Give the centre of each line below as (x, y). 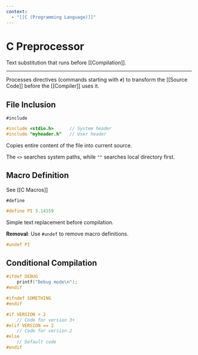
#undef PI (18, 244)
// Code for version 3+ (46, 320)
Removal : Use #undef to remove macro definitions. (67, 234)
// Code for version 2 (44, 331)
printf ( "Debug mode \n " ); (47, 282)
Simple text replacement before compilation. (60, 222)
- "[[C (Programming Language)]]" (54, 17)
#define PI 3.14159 (30, 211)
